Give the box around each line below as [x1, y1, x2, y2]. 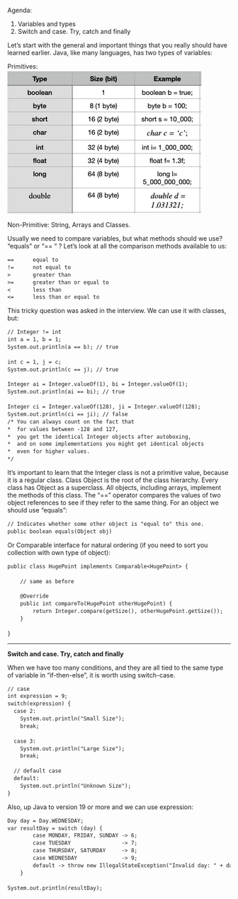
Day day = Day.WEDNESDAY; [7, 817, 84, 824]
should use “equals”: [7, 506, 67, 514]
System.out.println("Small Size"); [20, 715, 125, 722]
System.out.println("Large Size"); [20, 745, 125, 752]
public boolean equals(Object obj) [7, 527, 113, 535]
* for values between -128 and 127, [7, 425, 119, 433]
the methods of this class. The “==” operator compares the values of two [7, 491, 221, 499]
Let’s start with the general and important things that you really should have [7, 41, 228, 49]
